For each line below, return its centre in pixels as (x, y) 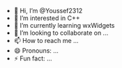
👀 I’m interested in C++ (47, 18)
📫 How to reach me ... (46, 41)
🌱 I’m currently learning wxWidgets (64, 25)
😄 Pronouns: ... (36, 51)
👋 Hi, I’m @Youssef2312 (48, 11)
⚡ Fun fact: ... (33, 58)
